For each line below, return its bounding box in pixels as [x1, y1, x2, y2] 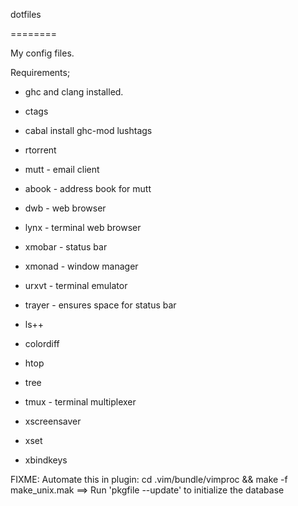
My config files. [10, 47, 75, 59]
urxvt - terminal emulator [24, 280, 128, 291]
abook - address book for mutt [24, 183, 152, 194]
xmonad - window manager [24, 260, 139, 272]
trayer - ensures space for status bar [24, 299, 177, 311]
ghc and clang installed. [24, 86, 124, 98]
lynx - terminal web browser [24, 222, 142, 233]
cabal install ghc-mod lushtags [24, 125, 153, 136]
